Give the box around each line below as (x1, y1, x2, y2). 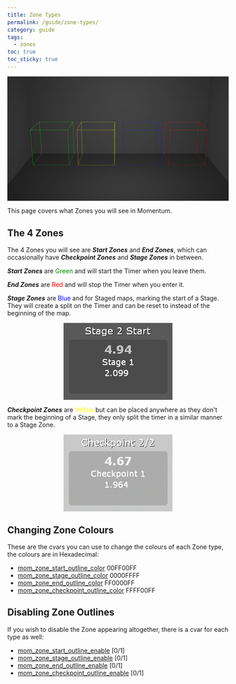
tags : (7, 34, 23, 41)
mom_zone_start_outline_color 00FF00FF (17, 564, 137, 572)
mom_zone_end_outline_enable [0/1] (17, 661, 123, 669)
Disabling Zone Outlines (7, 607, 114, 619)
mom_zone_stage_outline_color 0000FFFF (17, 572, 140, 579)
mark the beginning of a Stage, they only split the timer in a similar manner (7, 413, 223, 422)
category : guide (7, 26, 55, 33)
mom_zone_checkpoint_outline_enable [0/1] (17, 669, 144, 677)
